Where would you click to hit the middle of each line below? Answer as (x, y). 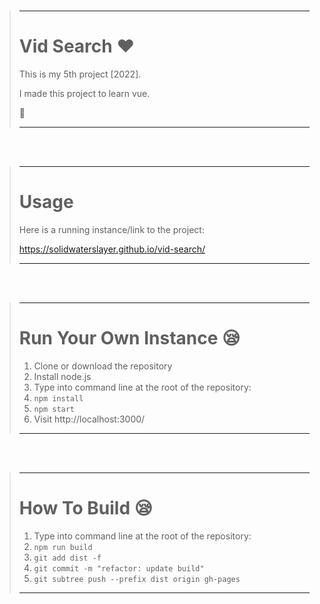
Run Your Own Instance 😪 (129, 338)
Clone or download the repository (103, 366)
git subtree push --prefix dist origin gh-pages (137, 579)
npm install (58, 398)
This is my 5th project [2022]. (80, 74)
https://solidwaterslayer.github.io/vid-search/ (112, 249)
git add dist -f (67, 558)
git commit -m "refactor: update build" (119, 568)
